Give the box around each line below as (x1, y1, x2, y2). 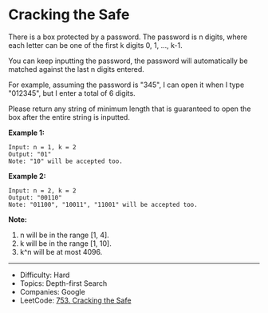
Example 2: (8, 171, 46, 180)
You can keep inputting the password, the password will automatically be (8, 56, 249, 65)
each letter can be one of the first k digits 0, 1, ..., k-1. (8, 40, 183, 50)
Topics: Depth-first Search (19, 278, 108, 288)
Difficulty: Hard (19, 270, 70, 279)
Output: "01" (8, 150, 52, 158)
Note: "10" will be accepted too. (8, 157, 124, 165)
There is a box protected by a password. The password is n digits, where (8, 32, 248, 42)
